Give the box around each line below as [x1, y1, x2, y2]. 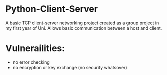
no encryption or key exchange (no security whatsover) [12, 64, 127, 70]
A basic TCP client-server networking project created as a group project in [5, 20, 159, 26]
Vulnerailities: [5, 43, 65, 54]
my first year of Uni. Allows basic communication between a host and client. [5, 25, 162, 31]
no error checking [12, 59, 50, 65]
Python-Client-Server [5, 3, 98, 15]
